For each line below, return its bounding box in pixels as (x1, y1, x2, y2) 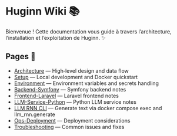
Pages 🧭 (5, 52, 36, 62)
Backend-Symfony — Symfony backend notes (14, 86, 126, 93)
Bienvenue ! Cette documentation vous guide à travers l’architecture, (5, 28, 172, 35)
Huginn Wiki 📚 (5, 5, 80, 18)
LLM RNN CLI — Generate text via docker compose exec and (14, 104, 162, 111)
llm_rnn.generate (14, 111, 55, 118)
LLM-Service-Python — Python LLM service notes (14, 98, 136, 106)
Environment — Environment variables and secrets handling (14, 80, 159, 87)
